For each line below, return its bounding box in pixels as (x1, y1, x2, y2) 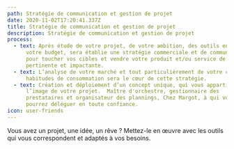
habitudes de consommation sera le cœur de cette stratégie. (25, 74, 208, 82)
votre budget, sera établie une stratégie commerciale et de (25, 49, 208, 56)
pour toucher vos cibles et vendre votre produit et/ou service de (25, 56, 226, 63)
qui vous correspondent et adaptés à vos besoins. (7, 134, 151, 142)
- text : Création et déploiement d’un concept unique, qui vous (13, 81, 204, 88)
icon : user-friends (7, 107, 64, 114)
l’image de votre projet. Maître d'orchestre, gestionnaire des (25, 88, 219, 95)
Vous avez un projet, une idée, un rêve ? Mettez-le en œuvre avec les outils (7, 126, 224, 134)
